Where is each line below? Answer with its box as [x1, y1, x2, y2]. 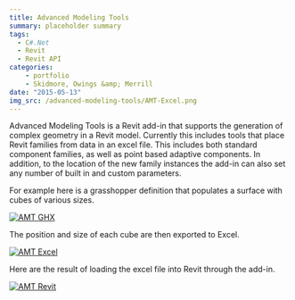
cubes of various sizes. [9, 195, 95, 205]
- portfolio [25, 71, 70, 80]
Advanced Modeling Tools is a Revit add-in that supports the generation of [9, 121, 283, 131]
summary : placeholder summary [9, 21, 122, 30]
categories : [9, 63, 53, 72]
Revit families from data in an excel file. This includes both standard [9, 139, 258, 150]
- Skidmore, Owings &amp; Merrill [25, 79, 153, 88]
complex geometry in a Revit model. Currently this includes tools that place [9, 130, 285, 141]
